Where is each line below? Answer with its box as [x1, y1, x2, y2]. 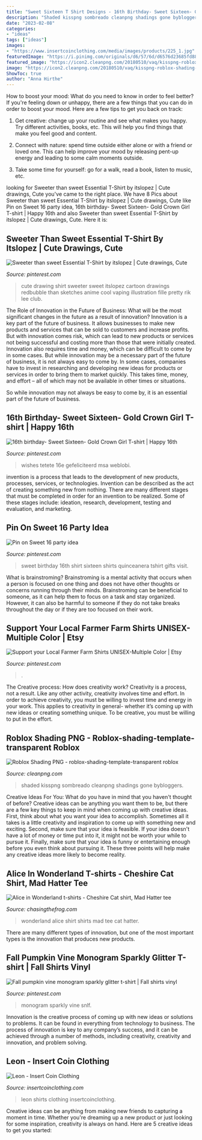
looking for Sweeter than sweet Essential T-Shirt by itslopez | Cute [6, 184, 171, 192]
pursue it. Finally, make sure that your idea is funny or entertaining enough [6, 838, 191, 845]
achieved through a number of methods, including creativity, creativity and [6, 1032, 191, 1039]
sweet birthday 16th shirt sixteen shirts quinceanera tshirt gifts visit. [20, 562, 189, 569]
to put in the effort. [6, 715, 53, 723]
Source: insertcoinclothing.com [6, 1084, 84, 1091]
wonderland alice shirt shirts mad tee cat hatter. [20, 917, 139, 924]
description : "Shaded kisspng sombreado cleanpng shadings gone [6, 14, 171, 20]
